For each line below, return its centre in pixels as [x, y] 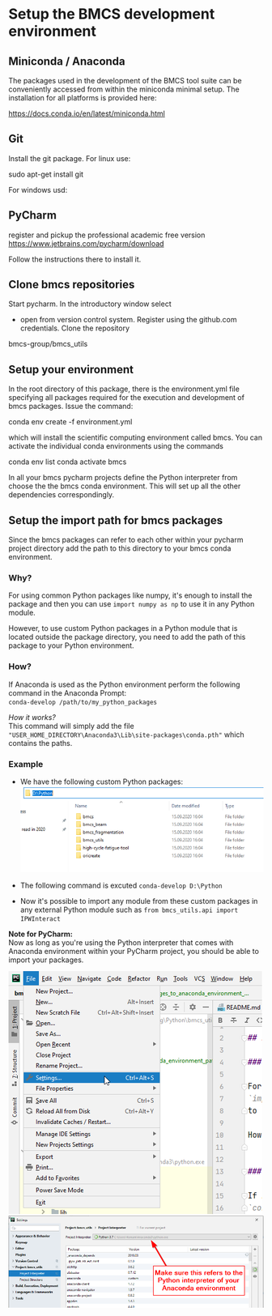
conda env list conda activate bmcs [68, 462]
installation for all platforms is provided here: [83, 98]
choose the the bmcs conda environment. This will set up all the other [125, 486]
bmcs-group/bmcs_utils [48, 344]
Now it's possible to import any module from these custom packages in [139, 901]
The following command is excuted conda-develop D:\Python [121, 885]
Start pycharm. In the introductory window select [90, 304]
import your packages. [46, 960]
